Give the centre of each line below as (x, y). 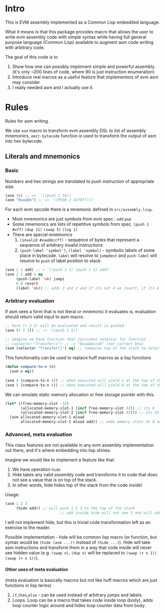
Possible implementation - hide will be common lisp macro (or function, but (81, 537)
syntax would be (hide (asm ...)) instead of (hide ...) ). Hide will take (78, 543)
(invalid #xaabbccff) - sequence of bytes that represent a (79, 240)
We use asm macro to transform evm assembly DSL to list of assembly (76, 130)
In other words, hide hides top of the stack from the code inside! (77, 485)
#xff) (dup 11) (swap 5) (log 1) (45, 230)
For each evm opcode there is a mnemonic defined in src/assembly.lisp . (79, 209)
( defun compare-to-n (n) (30, 367)
